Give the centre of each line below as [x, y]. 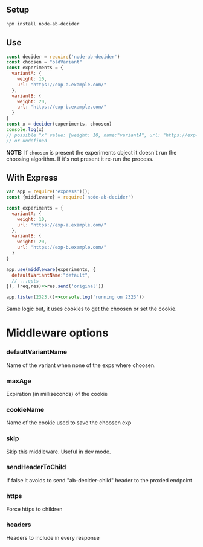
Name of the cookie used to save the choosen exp [69, 423]
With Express [32, 178]
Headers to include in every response [53, 538]
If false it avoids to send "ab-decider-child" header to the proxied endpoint [99, 480]
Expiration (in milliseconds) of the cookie [57, 394]
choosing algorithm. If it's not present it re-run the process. [80, 159]
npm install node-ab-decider [43, 24]
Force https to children [34, 509]
